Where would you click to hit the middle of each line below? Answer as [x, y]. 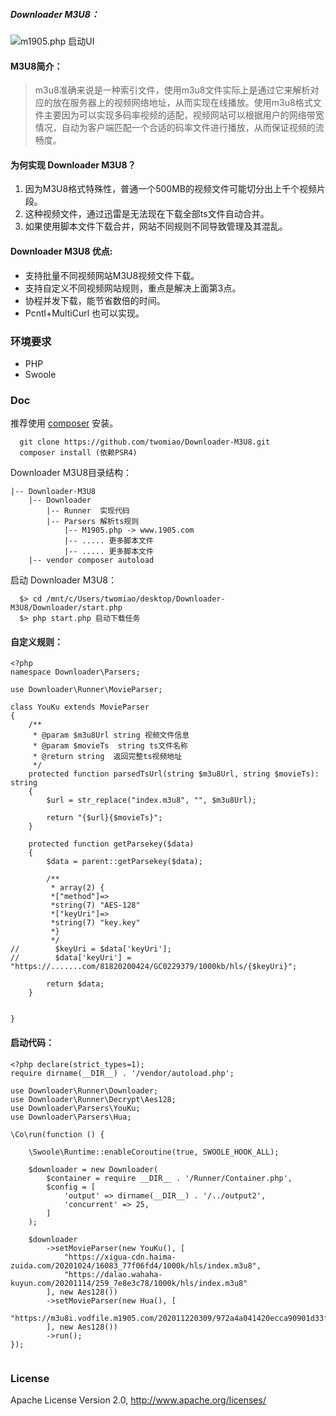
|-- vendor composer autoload [91, 560]
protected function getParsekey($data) [111, 844]
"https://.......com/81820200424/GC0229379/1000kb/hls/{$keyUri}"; [154, 967]
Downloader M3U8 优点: [61, 251]
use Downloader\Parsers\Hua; [71, 1117]
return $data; [75, 984]
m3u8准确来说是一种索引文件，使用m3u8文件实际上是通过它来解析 [172, 90]
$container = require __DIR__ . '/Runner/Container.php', [169, 1178]
